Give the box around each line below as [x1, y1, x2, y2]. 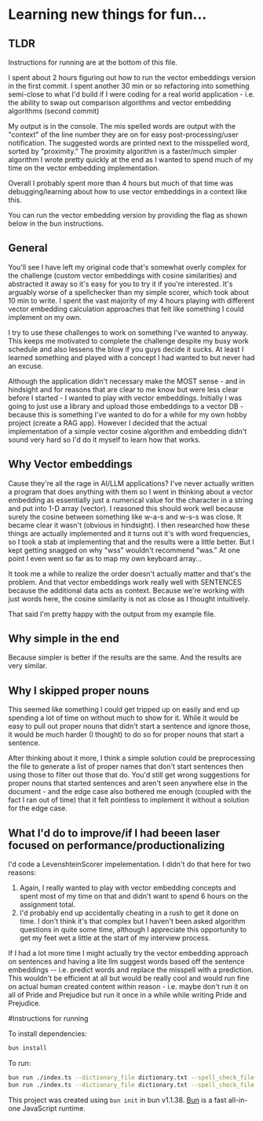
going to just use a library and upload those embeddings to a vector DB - [8, 401, 244, 410]
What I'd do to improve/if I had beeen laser [8, 826, 221, 840]
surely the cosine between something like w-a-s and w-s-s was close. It [8, 512, 242, 521]
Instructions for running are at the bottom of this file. [8, 57, 178, 67]
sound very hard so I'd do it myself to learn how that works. [8, 435, 201, 444]
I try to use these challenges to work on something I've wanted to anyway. [8, 328, 249, 337]
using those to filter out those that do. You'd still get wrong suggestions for [8, 770, 250, 780]
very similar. [8, 661, 48, 671]
